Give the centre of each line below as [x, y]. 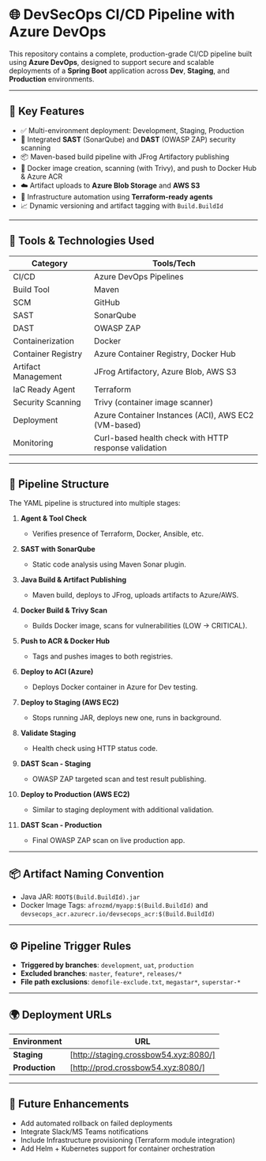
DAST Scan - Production [61, 825]
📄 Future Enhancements [69, 1104]
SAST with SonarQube [58, 549]
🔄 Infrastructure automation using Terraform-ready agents [116, 196]
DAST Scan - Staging [56, 764]
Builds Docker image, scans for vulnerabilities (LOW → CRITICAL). [140, 626]
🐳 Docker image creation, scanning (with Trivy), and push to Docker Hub [139, 168]
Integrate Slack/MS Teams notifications [84, 1131]
